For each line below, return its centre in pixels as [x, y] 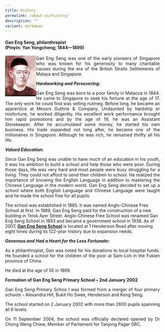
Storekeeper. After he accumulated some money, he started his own [82, 124]
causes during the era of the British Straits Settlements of [98, 69]
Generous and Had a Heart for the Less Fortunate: [57, 241]
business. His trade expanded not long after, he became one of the [82, 130]
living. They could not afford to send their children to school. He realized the [82, 175]
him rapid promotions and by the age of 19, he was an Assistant [82, 119]
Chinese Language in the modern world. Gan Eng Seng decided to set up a [82, 185]
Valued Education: [25, 150]
